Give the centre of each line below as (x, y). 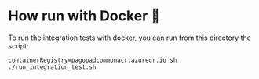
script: (18, 45)
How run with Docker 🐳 (84, 16)
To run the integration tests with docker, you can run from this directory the (129, 38)
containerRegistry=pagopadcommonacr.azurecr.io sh (93, 60)
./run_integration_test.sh (52, 67)
